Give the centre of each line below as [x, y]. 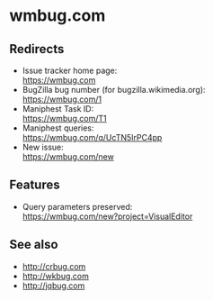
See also [34, 245]
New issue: [43, 147]
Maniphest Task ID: [58, 109]
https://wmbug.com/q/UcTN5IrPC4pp [92, 137]
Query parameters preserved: [77, 206]
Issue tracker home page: [70, 70]
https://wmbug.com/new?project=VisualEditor [107, 216]
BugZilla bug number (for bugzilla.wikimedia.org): [114, 90]
